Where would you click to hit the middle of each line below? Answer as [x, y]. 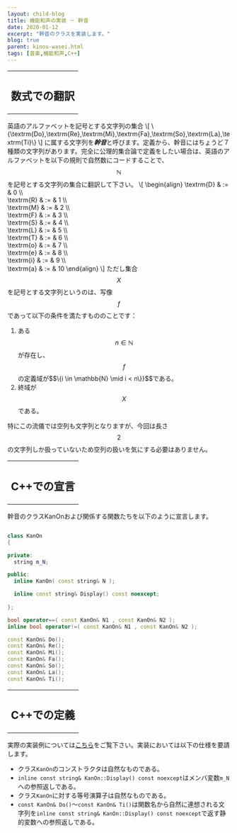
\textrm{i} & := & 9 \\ [36, 260]
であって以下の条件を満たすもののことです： [72, 315]
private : [20, 555]
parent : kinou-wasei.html [45, 47]
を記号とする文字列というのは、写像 [60, 292]
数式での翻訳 [43, 96]
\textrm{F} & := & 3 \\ [38, 215]
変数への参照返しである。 [61, 822]
